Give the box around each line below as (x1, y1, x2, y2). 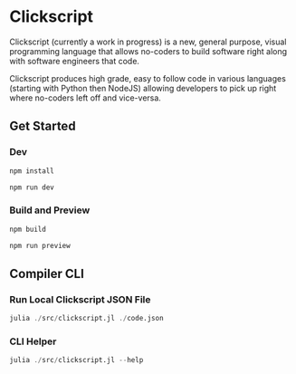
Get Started (9, 119, 76, 134)
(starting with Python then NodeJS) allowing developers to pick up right (9, 82, 277, 93)
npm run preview (9, 241, 71, 250)
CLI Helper (9, 335, 57, 348)
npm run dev (9, 183, 54, 192)
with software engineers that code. (9, 55, 140, 66)
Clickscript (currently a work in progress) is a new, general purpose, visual (9, 36, 287, 47)
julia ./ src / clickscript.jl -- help (9, 356, 144, 365)
